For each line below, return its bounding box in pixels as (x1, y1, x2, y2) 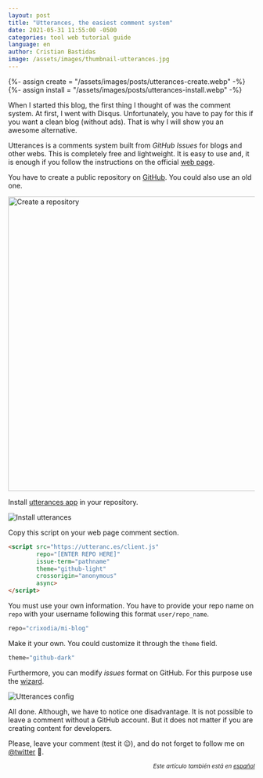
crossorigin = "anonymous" (36, 572, 117, 580)
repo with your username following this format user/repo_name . (8, 609, 210, 619)
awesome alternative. (8, 125, 77, 134)
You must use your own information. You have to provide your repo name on (8, 601, 254, 610)
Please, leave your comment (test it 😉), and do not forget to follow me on (8, 739, 245, 748)
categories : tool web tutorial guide (8, 33, 131, 42)
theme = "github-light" (36, 564, 107, 573)
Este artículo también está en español (153, 762, 255, 770)
